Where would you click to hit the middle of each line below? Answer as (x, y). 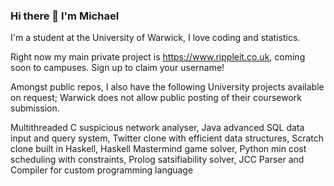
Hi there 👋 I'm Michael (65, 16)
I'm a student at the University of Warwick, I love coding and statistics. (155, 38)
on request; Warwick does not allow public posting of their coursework (156, 98)
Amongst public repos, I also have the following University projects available (167, 87)
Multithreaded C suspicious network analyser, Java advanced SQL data (157, 128)
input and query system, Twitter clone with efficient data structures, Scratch (167, 138)
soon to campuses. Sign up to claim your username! (117, 68)
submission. (35, 108)
